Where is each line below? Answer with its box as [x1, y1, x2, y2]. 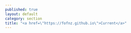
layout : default [5, 12, 38, 16]
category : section [5, 16, 42, 21]
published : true [5, 7, 38, 12]
